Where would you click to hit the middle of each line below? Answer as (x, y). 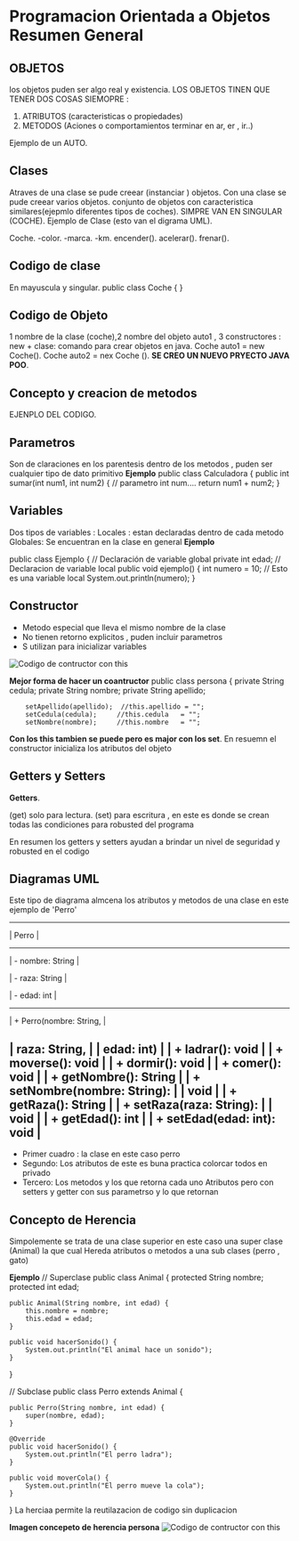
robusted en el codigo (49, 851)
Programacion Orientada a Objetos (140, 16)
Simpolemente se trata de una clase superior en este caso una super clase (146, 1241)
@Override (28, 1439)
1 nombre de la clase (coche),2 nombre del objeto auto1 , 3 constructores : (145, 337)
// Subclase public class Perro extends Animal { (96, 1391)
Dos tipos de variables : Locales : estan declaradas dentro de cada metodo (147, 532)
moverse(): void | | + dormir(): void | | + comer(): (145, 1062)
